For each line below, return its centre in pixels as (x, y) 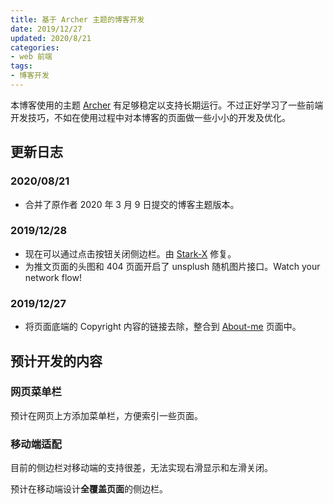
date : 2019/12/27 (46, 29)
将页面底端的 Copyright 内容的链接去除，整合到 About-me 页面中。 (163, 327)
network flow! (53, 277)
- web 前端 (31, 57)
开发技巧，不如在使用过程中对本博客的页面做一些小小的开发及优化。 (150, 117)
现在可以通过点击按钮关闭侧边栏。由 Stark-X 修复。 (130, 253)
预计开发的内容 (56, 361)
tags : (21, 66)
